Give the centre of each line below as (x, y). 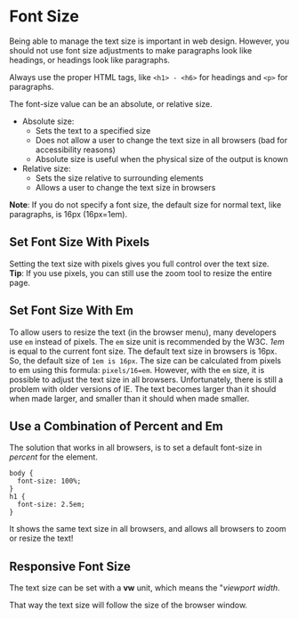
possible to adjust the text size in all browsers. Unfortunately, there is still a (146, 379)
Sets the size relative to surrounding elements (119, 178)
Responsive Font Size (70, 566)
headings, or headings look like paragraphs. (90, 60)
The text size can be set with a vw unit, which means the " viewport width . (145, 588)
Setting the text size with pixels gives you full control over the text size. (139, 264)
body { (21, 474)
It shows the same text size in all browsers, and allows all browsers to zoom (148, 529)
